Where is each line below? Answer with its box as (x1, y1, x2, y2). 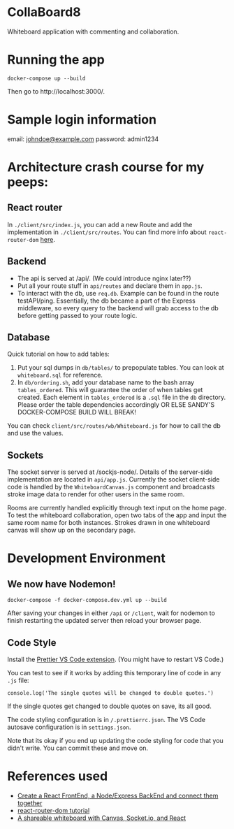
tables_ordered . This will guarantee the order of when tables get (17, 386, 203, 394)
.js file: (7, 676, 29, 685)
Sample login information (7, 112, 157, 128)
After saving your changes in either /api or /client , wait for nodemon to (7, 609, 215, 617)
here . (40, 235, 56, 243)
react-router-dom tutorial (17, 807, 90, 814)
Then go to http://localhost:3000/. (7, 87, 105, 95)
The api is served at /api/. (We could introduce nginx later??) (17, 274, 191, 282)
